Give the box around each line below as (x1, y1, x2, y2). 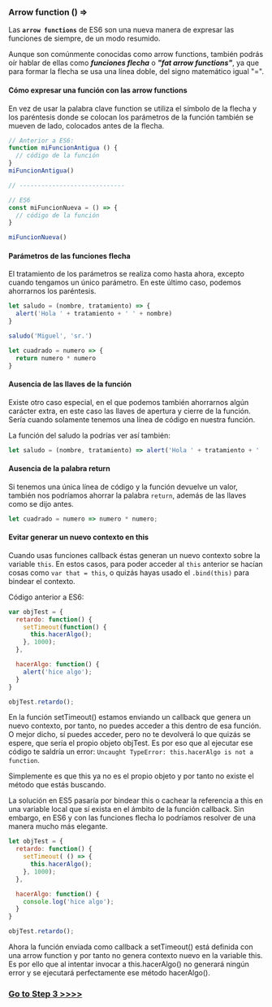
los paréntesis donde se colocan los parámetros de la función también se (8, 112, 254, 122)
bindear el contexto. (8, 576, 76, 586)
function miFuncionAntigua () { (8, 144, 118, 152)
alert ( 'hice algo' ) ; (23, 668, 93, 676)
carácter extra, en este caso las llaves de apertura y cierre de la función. (8, 406, 252, 416)
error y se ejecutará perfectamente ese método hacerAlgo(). (8, 968, 211, 978)
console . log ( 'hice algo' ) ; (23, 897, 114, 905)
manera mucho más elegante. (8, 822, 108, 831)
